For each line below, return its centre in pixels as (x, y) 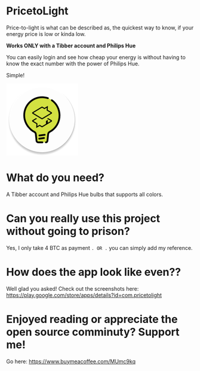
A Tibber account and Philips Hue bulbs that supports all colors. (84, 194)
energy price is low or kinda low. (46, 34)
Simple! (16, 75)
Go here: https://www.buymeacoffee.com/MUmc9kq (71, 361)
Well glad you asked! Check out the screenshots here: (73, 288)
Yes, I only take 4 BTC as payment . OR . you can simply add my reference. (99, 248)
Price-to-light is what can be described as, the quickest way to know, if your (100, 28)
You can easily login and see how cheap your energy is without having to (96, 57)
